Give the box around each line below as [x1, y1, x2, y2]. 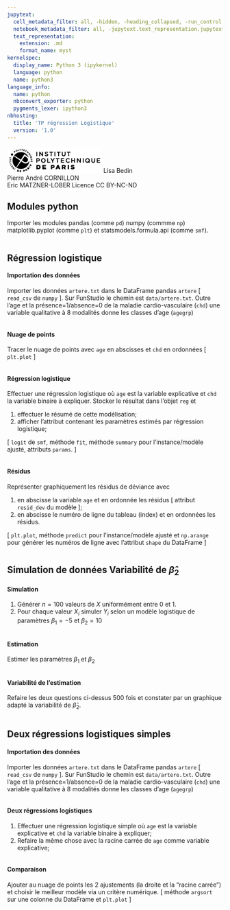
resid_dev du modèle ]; [16, 503, 83, 511]
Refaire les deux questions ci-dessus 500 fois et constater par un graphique [7, 694, 222, 702]
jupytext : [7, 11, 36, 18]
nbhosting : [7, 113, 38, 119]
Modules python [7, 201, 79, 213]
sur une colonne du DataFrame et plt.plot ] [7, 896, 131, 904]
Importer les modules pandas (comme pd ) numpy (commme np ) [7, 219, 186, 227]
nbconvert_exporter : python [13, 98, 94, 105]
